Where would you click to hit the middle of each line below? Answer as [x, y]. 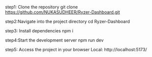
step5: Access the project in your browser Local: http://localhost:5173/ [76, 50]
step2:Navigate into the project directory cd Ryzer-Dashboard [67, 21]
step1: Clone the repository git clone [41, 7]
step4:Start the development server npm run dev [54, 40]
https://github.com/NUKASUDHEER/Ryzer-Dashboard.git [63, 12]
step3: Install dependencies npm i [39, 31]
